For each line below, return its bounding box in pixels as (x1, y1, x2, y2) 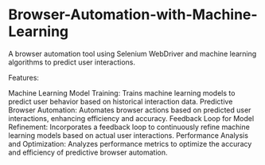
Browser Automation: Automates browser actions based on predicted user (8, 105, 251, 115)
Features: (8, 73, 40, 82)
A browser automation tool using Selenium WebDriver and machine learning (8, 49, 257, 58)
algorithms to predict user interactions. (8, 57, 136, 67)
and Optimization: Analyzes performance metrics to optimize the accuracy (8, 139, 252, 148)
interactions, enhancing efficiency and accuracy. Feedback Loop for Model (8, 113, 255, 123)
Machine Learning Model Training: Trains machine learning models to (8, 88, 236, 97)
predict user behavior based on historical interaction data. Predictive (8, 96, 233, 106)
